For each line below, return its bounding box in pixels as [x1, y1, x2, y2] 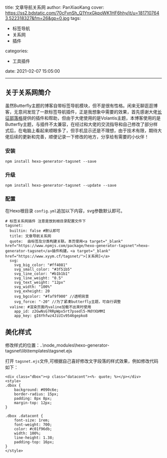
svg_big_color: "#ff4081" [14, 262, 68, 267]
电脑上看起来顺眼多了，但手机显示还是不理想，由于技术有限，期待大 [22, 127, 162, 133]
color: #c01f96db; [14, 426, 52, 432]
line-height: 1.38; [14, 435, 55, 440]
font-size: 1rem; [14, 418, 50, 423]
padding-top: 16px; [14, 440, 55, 445]
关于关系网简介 [5, 89, 51, 97]
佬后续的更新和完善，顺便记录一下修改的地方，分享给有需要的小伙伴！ [5, 133, 149, 139]
